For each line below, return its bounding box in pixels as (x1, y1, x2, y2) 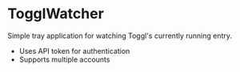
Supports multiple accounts (18, 55, 110, 64)
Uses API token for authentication (18, 46, 130, 55)
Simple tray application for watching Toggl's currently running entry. (7, 31, 233, 40)
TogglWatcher (7, 5, 105, 23)
